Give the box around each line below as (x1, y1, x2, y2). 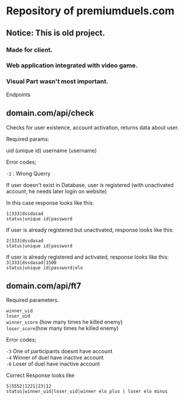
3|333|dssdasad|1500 (6, 259, 57, 265)
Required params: (6, 135, 50, 142)
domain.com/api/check (6, 108, 95, 118)
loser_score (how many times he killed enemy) (6, 325, 119, 332)
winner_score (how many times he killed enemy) (6, 319, 123, 326)
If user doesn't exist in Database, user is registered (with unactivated (6, 181, 174, 188)
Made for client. (6, 46, 53, 54)
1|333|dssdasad (6, 211, 44, 217)
